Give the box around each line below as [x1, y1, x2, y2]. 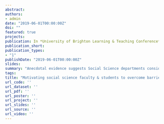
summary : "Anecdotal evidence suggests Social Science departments [5, 66, 145, 71]
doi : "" [5, 25, 21, 30]
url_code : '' [5, 80, 32, 84]
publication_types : [5, 48, 45, 53]
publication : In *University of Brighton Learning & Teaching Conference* [5, 39, 161, 44]
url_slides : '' [5, 103, 36, 107]
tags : [5, 71, 16, 76]
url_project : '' [5, 98, 38, 103]
